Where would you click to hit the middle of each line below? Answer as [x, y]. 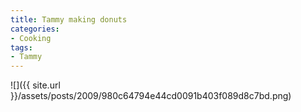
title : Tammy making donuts [69, 19]
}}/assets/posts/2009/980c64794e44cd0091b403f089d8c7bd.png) [151, 96]
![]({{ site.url [35, 85]
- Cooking [31, 38]
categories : [35, 29]
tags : [21, 47]
